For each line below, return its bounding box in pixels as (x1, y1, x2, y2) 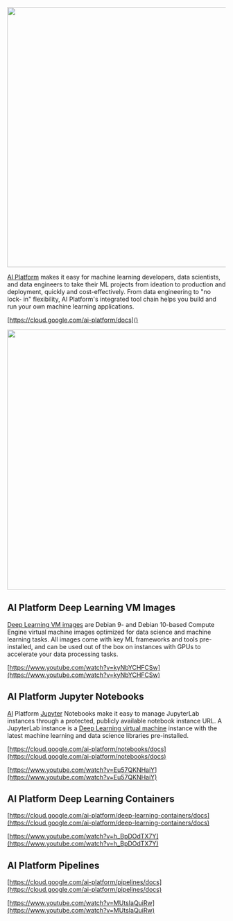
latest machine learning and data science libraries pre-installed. (7, 731, 189, 739)
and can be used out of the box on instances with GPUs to (34, 642, 201, 651)
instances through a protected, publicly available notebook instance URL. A (7, 716, 222, 725)
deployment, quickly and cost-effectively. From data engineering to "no (7, 288, 212, 295)
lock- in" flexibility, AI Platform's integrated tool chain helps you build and (7, 295, 217, 303)
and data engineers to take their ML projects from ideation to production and (7, 280, 226, 289)
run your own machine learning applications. (7, 302, 135, 311)
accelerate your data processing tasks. (7, 650, 119, 658)
